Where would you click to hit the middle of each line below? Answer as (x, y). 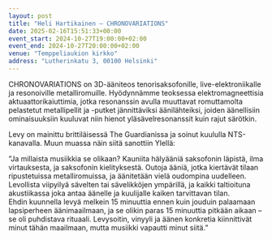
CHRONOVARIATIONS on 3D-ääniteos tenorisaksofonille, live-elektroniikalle (135, 84)
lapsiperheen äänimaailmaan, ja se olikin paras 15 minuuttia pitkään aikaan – (135, 210)
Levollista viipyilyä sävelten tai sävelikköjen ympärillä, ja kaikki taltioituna (130, 184)
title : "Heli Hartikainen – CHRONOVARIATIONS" (89, 24)
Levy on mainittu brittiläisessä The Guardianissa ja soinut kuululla (117, 134)
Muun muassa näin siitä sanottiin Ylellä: (110, 143)
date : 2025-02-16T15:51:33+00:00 (65, 31)
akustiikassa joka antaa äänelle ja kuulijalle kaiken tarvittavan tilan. (119, 193)
